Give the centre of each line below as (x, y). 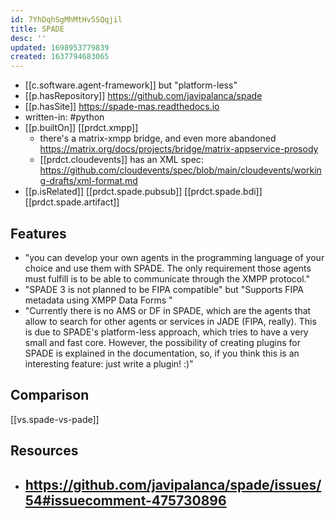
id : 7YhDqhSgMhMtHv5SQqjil (66, 19)
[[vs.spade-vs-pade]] (55, 419)
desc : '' (28, 38)
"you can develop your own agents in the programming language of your (174, 257)
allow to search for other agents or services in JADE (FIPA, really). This (170, 321)
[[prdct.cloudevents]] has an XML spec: (121, 160)
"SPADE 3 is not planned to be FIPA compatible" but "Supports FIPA (164, 289)
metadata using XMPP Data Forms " (98, 300)
